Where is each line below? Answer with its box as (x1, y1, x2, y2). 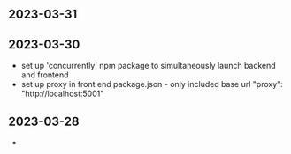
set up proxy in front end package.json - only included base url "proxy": (20, 79, 284, 90)
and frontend (20, 70, 69, 80)
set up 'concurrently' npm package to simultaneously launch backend (20, 61, 276, 71)
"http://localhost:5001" (20, 88, 104, 99)
